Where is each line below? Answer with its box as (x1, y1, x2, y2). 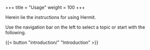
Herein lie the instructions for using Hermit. (5, 14, 96, 20)
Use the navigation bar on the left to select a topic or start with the (5, 24, 145, 30)
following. (5, 30, 26, 35)
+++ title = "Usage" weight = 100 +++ (5, 5, 85, 10)
